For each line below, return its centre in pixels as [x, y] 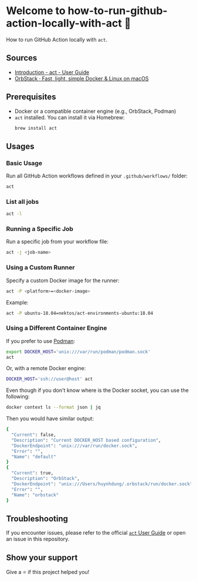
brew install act [36, 128]
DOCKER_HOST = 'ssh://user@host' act [50, 379]
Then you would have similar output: [50, 419]
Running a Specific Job [40, 229]
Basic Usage [24, 163]
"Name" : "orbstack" [35, 495]
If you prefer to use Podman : [40, 341]
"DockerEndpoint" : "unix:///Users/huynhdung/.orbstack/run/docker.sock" [102, 484]
